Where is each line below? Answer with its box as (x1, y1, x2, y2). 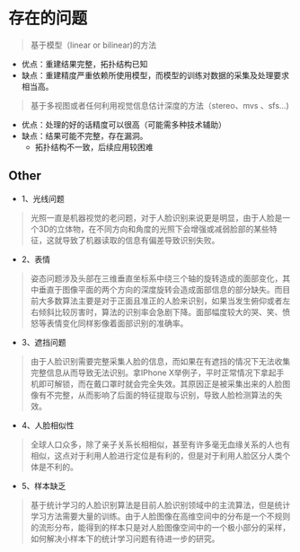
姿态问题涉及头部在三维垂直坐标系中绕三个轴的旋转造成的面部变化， (30, 273, 283, 284)
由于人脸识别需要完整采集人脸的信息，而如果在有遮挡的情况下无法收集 (30, 355, 291, 366)
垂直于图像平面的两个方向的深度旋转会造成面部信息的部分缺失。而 (38, 284, 283, 294)
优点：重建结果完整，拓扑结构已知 (21, 58, 148, 69)
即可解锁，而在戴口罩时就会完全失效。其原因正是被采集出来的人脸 (38, 378, 283, 389)
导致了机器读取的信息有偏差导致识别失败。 (61, 234, 220, 245)
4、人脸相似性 (21, 419, 75, 431)
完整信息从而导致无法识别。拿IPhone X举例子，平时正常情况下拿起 (30, 367, 278, 378)
